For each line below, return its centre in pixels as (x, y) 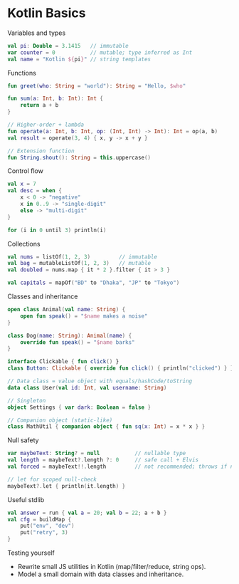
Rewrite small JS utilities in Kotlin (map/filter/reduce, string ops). (112, 567)
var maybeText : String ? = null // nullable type (97, 454)
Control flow (26, 171)
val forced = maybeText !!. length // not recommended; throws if (117, 467)
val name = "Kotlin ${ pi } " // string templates (79, 59)
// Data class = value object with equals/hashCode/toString (100, 381)
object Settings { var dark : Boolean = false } (79, 407)
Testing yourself (31, 553)
